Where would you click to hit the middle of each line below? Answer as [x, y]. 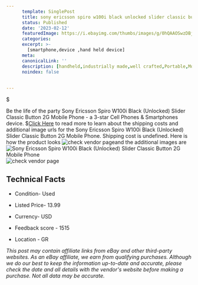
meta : [28, 55]
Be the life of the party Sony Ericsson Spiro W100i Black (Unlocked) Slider [96, 111]
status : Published [44, 22]
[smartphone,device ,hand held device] [76, 50]
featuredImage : [40, 34]
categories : [36, 39]
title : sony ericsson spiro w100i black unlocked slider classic [103, 17]
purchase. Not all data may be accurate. [55, 276]
